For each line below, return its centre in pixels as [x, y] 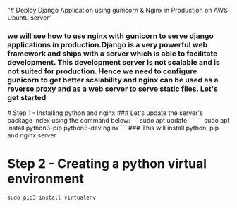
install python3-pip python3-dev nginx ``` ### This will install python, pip [113, 128]
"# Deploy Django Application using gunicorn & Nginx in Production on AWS [117, 10]
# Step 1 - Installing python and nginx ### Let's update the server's [105, 113]
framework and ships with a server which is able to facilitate [113, 54]
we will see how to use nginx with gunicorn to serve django [110, 36]
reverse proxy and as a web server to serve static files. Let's [113, 89]
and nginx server [32, 135]
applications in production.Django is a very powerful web [108, 44]
